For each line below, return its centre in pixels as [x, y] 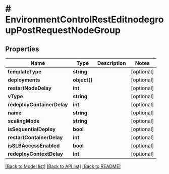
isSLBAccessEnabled [34, 146]
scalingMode [24, 121]
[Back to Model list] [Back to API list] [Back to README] [63, 166]
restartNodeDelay [30, 88]
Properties [22, 49]
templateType [25, 72]
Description [111, 63]
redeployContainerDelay [38, 104]
